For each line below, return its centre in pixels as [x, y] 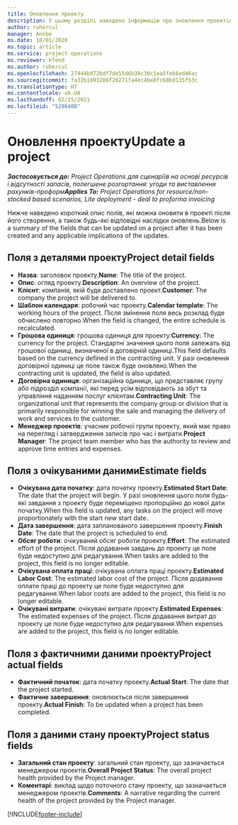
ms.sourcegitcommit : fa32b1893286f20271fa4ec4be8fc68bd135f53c [103, 80]
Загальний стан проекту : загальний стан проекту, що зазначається [121, 763]
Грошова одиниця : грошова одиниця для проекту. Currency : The [116, 335]
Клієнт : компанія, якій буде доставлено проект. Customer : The [112, 290]
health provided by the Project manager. [76, 778]
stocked [19, 199]
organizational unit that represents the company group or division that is [123, 403]
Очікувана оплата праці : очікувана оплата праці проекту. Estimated [121, 571]
